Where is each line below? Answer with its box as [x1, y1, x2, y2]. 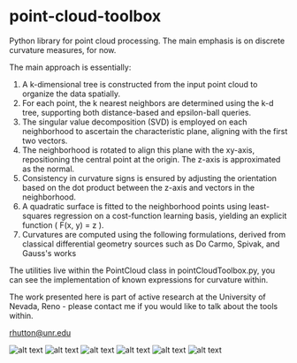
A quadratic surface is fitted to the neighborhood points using [21, 200, 247, 211]
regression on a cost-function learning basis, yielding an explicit [53, 210, 287, 221]
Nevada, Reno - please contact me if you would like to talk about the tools [9, 300, 278, 311]
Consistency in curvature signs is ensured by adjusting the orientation [21, 172, 277, 183]
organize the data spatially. [21, 88, 121, 99]
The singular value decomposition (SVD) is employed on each [21, 117, 247, 127]
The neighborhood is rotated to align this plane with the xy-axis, [21, 144, 255, 155]
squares [21, 210, 52, 221]
